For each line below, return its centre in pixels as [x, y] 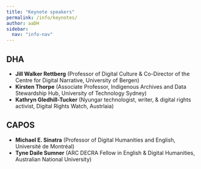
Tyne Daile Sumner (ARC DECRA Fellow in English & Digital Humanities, [105, 153]
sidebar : [17, 29]
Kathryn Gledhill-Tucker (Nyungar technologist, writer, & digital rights [103, 99]
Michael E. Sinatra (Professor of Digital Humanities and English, [95, 140]
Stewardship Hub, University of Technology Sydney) [81, 93]
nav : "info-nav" [32, 35]
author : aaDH [23, 23]
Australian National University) [53, 159]
